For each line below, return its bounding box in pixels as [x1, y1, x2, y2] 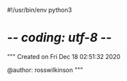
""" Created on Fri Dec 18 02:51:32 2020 [7, 52, 121, 60]
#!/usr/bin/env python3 [7, 6, 72, 14]
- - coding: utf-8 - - [7, 30, 112, 45]
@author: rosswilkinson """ [7, 65, 83, 74]
